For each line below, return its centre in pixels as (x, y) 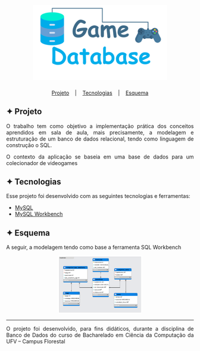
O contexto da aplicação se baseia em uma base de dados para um (100, 157)
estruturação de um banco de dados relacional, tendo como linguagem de (100, 139)
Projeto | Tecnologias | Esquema (100, 93)
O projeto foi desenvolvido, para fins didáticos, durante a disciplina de (100, 328)
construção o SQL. (29, 145)
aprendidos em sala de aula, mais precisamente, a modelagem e (100, 132)
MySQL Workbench (39, 214)
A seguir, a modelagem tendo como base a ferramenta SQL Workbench (94, 248)
